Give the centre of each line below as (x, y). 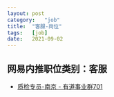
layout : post (26, 13)
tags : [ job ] (28, 33)
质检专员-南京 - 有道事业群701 (60, 86)
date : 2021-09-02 (35, 39)
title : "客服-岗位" (35, 26)
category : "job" (34, 20)
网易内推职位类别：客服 (57, 68)
